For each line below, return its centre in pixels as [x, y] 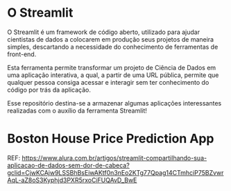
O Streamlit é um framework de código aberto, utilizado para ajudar [103, 32]
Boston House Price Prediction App [111, 139]
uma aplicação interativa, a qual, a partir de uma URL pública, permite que [113, 75]
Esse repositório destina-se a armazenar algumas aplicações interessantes [114, 103]
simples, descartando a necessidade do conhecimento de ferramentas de [113, 47]
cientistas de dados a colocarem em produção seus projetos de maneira [110, 39]
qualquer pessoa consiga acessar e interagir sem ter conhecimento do [108, 82]
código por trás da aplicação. [49, 90]
